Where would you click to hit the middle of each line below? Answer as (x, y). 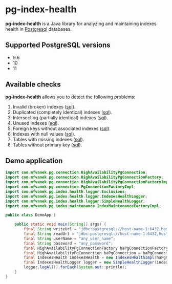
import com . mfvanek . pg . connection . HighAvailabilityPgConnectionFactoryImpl (88, 182)
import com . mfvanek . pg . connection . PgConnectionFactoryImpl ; (71, 187)
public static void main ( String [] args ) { (60, 224)
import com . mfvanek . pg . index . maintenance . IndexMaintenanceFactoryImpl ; (83, 206)
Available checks (33, 85)
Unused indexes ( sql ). (36, 123)
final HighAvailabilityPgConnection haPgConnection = (82, 253)
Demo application (34, 160)
